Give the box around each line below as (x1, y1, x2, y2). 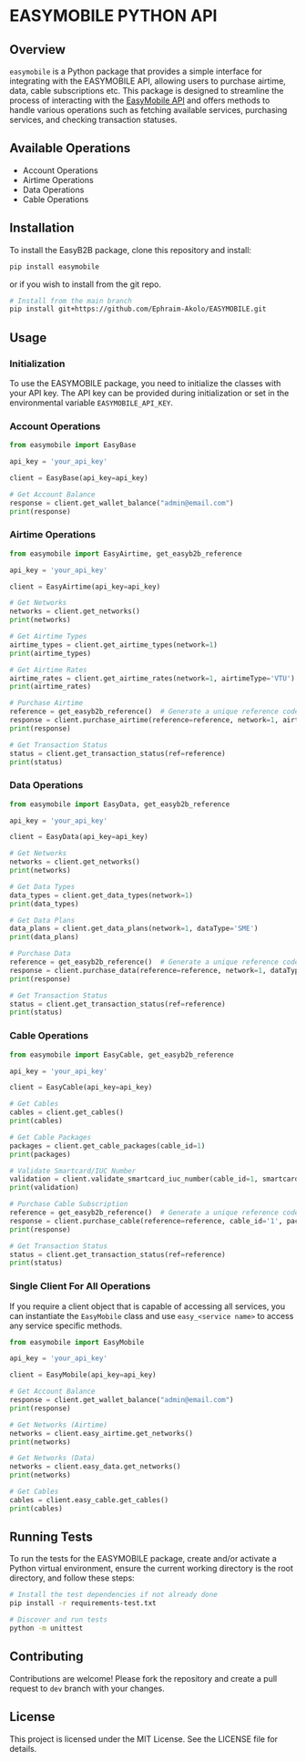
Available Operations (9, 140, 131, 156)
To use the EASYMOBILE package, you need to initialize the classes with (9, 377, 281, 388)
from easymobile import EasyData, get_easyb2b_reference (9, 799, 230, 809)
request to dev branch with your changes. (9, 1683, 166, 1694)
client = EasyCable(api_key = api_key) (9, 1083, 153, 1092)
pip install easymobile (9, 261, 100, 271)
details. (9, 1743, 37, 1754)
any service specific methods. (9, 1320, 123, 1331)
